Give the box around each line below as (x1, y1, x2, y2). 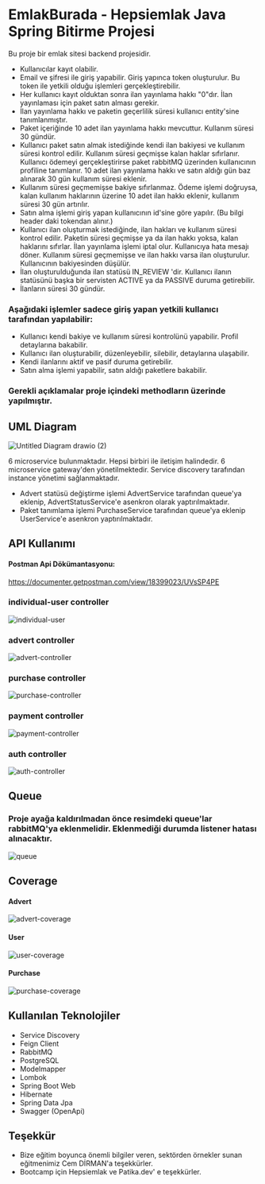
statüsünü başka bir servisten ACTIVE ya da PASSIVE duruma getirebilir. (19, 275, 255, 285)
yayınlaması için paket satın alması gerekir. (19, 98, 159, 107)
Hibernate (19, 1089, 53, 1099)
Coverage (8, 875, 58, 888)
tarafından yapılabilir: (8, 313, 94, 324)
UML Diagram (8, 420, 77, 433)
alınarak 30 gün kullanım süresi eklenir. (19, 173, 148, 184)
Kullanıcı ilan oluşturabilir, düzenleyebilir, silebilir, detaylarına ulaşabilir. (19, 348, 250, 359)
